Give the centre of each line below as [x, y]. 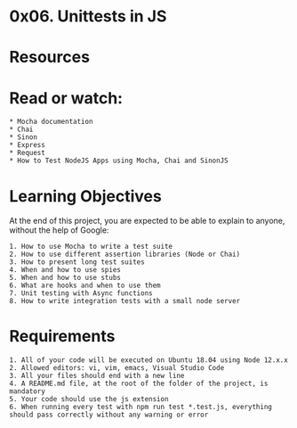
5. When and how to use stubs [65, 278]
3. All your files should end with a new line [97, 376]
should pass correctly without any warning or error [109, 415]
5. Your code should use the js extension [89, 399]
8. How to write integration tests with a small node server [125, 301]
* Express [28, 145]
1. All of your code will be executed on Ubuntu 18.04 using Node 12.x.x [149, 360]
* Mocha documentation [51, 122]
